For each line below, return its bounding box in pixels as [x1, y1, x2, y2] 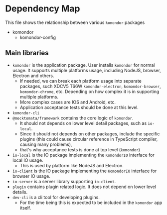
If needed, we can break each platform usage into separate [19, 78, 142, 84]
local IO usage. [12, 157, 43, 163]
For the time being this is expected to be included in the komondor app [19, 200, 163, 206]
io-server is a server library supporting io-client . [12, 178, 116, 184]
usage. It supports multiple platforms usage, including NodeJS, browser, [12, 67, 161, 73]
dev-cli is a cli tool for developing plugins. [12, 194, 100, 200]
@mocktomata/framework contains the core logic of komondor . [12, 115, 134, 121]
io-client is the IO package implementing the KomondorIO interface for [12, 168, 157, 174]
